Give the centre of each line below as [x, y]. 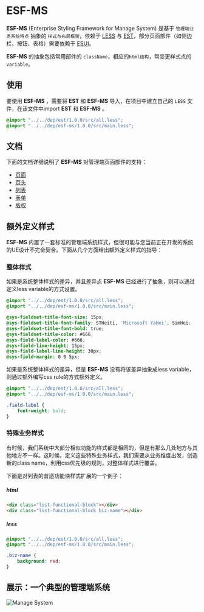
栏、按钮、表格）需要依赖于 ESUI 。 [50, 43]
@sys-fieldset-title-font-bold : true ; [55, 329]
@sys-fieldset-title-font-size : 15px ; [55, 317]
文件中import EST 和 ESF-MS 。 [67, 108]
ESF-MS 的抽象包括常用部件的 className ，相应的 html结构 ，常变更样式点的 [99, 56]
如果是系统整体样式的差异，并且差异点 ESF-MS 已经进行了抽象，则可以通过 [101, 281]
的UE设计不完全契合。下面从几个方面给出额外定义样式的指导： [84, 250]
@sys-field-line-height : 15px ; [46, 346]
